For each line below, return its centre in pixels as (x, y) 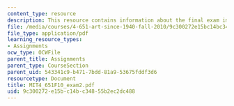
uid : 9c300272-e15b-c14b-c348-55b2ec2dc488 (71, 91)
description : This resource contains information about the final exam (113, 20)
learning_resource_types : (45, 40)
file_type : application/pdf (48, 33)
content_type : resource (42, 14)
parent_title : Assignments (46, 59)
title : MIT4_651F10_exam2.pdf (51, 85)
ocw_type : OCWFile (34, 53)
